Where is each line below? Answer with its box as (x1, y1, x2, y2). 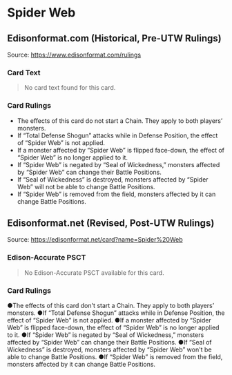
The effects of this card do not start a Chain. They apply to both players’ (17, 116, 223, 125)
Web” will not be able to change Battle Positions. (17, 182, 155, 191)
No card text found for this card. (23, 84, 116, 92)
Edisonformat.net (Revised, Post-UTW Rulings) (7, 217, 215, 229)
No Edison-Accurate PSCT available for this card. (23, 268, 164, 277)
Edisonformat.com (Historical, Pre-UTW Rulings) (7, 32, 222, 44)
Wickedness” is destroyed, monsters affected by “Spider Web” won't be (7, 345, 212, 354)
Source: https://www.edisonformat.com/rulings (7, 50, 142, 59)
